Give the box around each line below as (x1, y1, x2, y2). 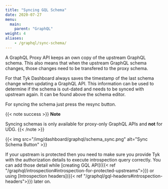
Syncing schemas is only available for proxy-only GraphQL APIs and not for (5, 120, 163, 127)
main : (10, 21, 22, 27)
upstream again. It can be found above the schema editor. (5, 91, 126, 97)
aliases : (5, 36, 24, 41)
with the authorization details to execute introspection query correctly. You (5, 156, 161, 163)
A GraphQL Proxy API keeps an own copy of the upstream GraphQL (5, 54, 146, 60)
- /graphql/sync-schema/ (14, 41, 67, 46)
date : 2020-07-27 (5, 12, 42, 17)
